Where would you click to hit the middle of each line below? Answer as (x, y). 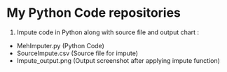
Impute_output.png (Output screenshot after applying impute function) (118, 60)
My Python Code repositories (94, 13)
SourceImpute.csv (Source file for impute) (77, 53)
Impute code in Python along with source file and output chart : (108, 32)
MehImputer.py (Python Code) (60, 45)
